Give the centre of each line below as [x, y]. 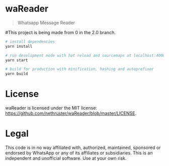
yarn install [19, 46]
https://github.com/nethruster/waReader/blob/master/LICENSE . [71, 113]
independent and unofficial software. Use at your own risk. [66, 158]
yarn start [17, 60]
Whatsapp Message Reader [46, 23]
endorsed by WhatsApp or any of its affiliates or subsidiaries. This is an [79, 153]
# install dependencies [30, 41]
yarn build [17, 74]
